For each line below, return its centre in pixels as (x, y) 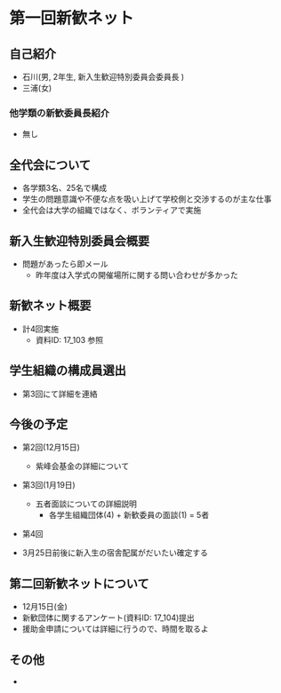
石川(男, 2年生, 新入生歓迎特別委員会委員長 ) (103, 77)
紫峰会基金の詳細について (82, 466)
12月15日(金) (45, 607)
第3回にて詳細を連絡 (60, 394)
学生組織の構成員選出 (68, 371)
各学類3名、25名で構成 (64, 188)
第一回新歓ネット (72, 18)
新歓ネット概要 (50, 306)
